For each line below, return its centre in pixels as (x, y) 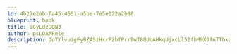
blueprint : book (31, 20)
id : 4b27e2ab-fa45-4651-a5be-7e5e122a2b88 (71, 14)
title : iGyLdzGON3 (34, 27)
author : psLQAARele (36, 33)
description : (26, 40)
